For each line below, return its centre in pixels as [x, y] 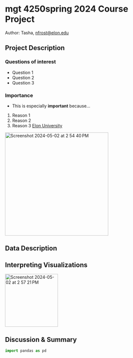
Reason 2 [22, 120]
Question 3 [23, 83]
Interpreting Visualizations [46, 265]
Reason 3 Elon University [37, 125]
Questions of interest [31, 62]
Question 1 [23, 72]
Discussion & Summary [41, 339]
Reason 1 [21, 115]
